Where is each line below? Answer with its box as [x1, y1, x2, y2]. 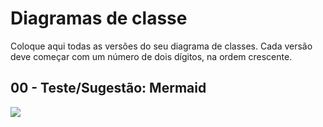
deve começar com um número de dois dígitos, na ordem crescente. [10, 50, 293, 62]
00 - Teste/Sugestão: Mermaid [10, 80, 207, 97]
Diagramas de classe [10, 7, 188, 30]
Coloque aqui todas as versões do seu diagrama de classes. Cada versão [10, 40, 313, 52]
